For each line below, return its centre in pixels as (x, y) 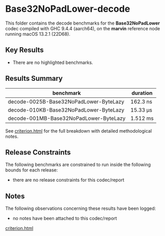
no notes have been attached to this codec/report (65, 219)
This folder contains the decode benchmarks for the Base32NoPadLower (83, 23)
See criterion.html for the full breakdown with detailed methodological (78, 131)
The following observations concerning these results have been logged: (81, 208)
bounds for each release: (32, 170)
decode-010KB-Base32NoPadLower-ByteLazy (66, 110)
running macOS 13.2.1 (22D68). (38, 34)
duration (142, 93)
